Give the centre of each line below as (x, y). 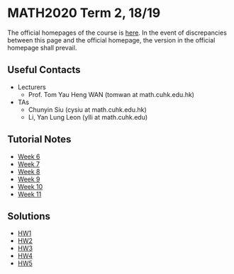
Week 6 (29, 156)
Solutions (29, 216)
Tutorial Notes (39, 139)
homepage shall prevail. (42, 47)
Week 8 (29, 171)
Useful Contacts (44, 70)
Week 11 (29, 194)
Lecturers (32, 87)
